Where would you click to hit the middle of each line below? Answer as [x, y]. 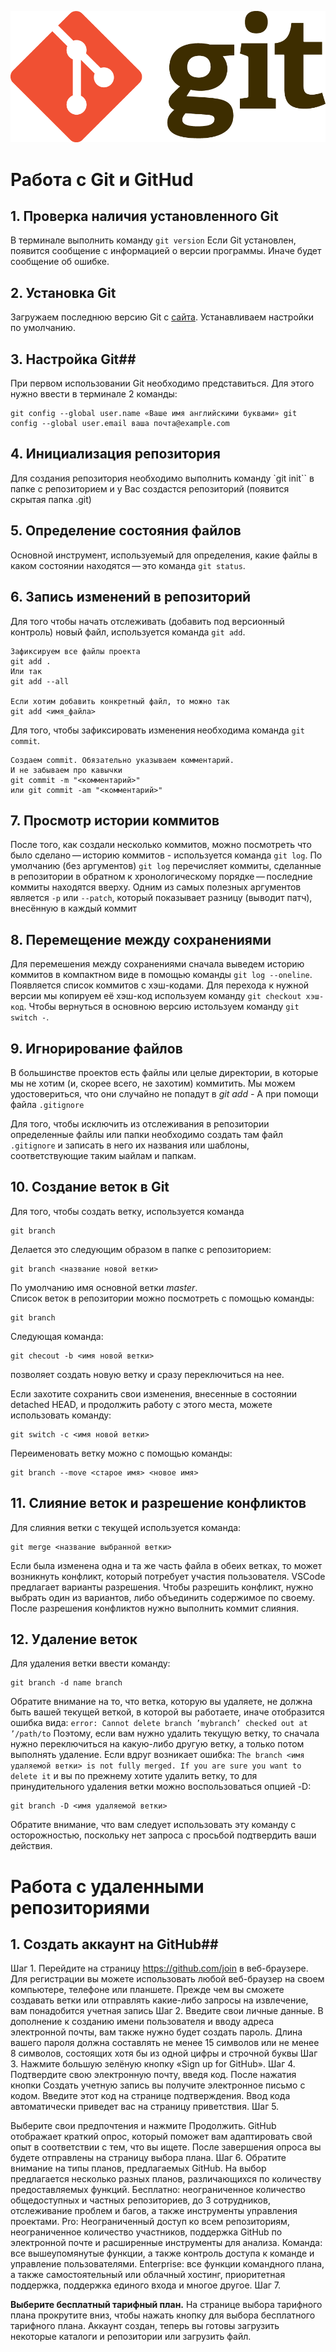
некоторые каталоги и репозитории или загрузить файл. [131, 2337]
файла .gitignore [47, 1104]
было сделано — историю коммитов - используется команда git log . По [166, 855]
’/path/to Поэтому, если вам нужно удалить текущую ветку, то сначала [165, 1733]
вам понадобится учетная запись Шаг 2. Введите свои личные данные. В [167, 2011]
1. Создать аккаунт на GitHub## [114, 1944]
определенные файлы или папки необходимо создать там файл [146, 1134]
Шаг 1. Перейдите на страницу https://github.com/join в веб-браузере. [159, 1968]
